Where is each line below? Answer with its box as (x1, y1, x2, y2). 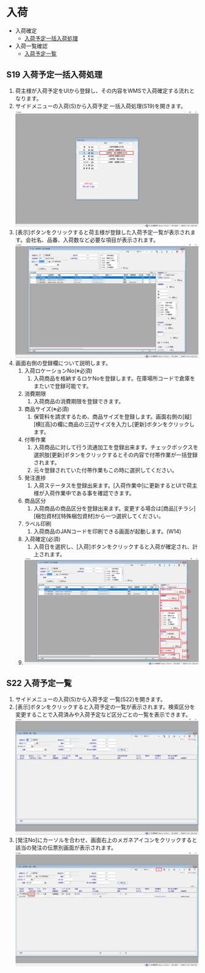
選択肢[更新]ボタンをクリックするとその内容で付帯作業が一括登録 (33, 451, 198, 459)
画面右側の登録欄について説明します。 (15, 359, 111, 367)
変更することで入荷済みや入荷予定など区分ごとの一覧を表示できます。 (15, 710, 191, 718)
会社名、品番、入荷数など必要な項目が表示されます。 (25, 236, 159, 244)
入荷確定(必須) (24, 535, 61, 543)
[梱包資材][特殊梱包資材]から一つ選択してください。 (33, 512, 164, 520)
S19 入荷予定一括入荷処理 (6, 70, 103, 80)
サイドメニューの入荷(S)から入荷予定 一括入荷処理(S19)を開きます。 (15, 102, 187, 110)
